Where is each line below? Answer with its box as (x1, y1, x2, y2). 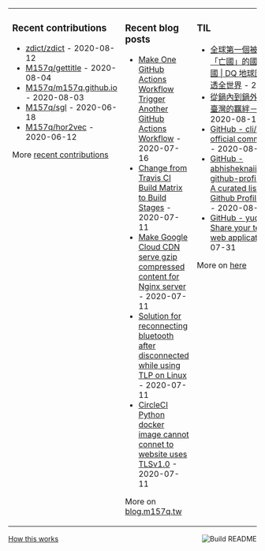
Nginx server (138, 280, 187, 291)
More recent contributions (12, 149, 109, 160)
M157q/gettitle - (25, 62, 89, 73)
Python (138, 409, 166, 420)
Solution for (138, 310, 181, 321)
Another (138, 103, 169, 114)
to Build (138, 192, 167, 203)
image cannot (138, 429, 189, 440)
